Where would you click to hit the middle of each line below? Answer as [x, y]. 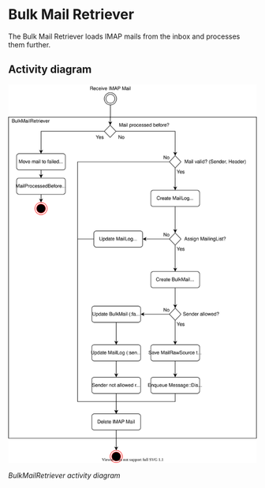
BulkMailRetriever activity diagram [64, 475]
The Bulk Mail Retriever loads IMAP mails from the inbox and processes [124, 36]
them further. [30, 44]
